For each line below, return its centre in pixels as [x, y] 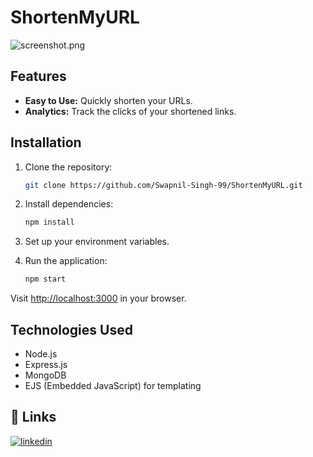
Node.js [41, 354]
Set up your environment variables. [97, 242]
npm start [45, 279]
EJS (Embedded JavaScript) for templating [113, 385]
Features [38, 76]
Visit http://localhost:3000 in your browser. [98, 298]
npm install [49, 222]
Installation [46, 142]
